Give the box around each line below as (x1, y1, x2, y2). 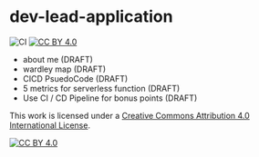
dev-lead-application (9, 6, 173, 27)
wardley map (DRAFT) (22, 64, 107, 74)
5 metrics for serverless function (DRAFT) (22, 83, 181, 93)
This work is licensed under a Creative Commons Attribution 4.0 (9, 110, 251, 121)
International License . (9, 120, 91, 131)
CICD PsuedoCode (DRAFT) (22, 73, 129, 83)
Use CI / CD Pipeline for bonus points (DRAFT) (22, 93, 198, 103)
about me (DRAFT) (22, 54, 94, 64)
